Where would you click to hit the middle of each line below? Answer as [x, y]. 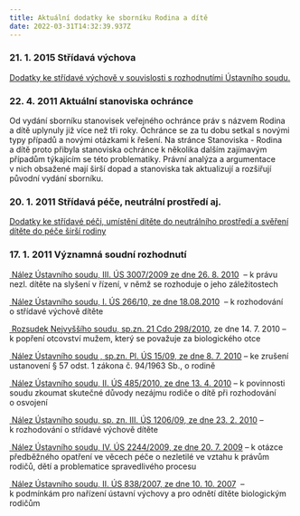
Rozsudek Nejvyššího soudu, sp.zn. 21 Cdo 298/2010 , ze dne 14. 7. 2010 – [149, 329]
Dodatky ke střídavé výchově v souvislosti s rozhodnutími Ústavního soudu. [150, 77]
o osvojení [28, 402]
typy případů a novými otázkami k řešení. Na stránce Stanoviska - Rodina [146, 140]
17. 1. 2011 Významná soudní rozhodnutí [98, 254]
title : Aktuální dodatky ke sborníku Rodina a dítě [108, 18]
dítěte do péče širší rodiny [58, 231]
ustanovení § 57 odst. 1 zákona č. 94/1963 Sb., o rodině [112, 365]
